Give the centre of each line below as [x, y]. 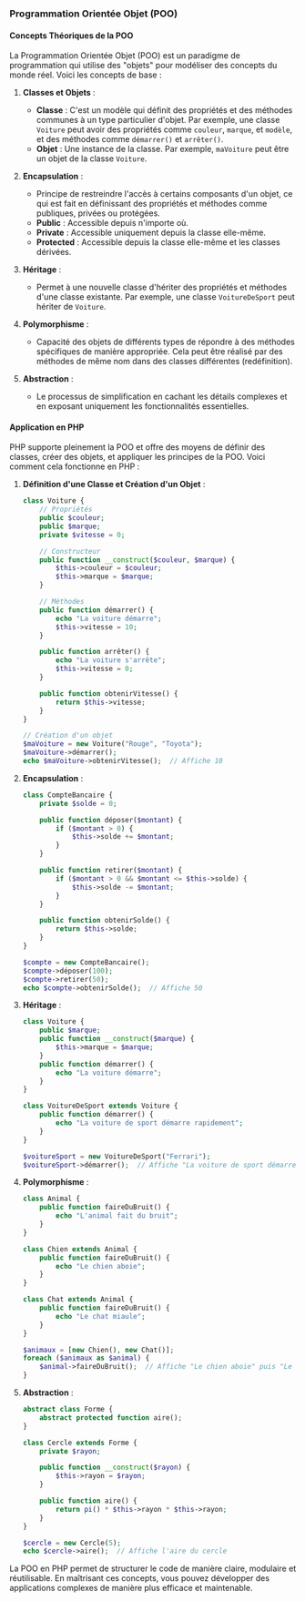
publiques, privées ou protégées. [98, 213]
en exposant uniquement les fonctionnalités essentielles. [142, 406]
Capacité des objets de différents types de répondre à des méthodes [166, 342]
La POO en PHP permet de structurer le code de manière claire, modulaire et [153, 1568]
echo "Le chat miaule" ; [101, 1316]
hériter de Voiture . [71, 307]
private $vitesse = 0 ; [82, 535]
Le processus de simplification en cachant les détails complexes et [162, 397]
